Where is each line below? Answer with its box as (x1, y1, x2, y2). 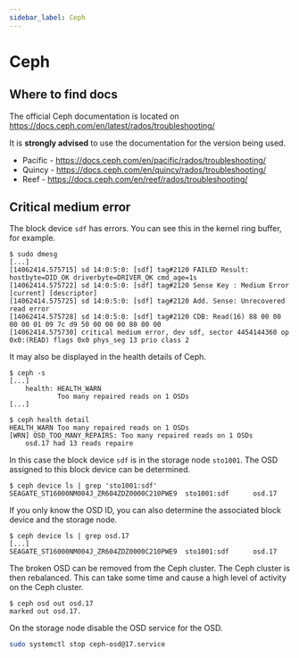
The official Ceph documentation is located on (9, 111, 180, 121)
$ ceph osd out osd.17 (9, 599, 94, 608)
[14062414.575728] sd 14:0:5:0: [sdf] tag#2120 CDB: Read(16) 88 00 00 (9, 312, 281, 321)
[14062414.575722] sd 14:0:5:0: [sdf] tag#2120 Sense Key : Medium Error (9, 281, 290, 290)
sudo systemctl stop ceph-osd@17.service (9, 640, 166, 649)
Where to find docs (9, 87, 118, 103)
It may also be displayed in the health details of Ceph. (9, 352, 207, 362)
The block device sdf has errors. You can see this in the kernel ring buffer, (9, 223, 283, 234)
